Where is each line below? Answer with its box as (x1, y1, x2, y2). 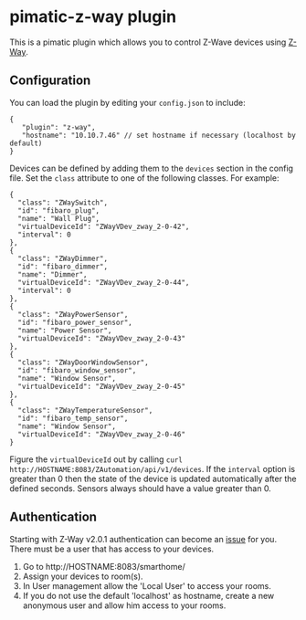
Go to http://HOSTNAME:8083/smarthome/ (22, 561, 185, 572)
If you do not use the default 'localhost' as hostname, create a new (22, 590, 275, 601)
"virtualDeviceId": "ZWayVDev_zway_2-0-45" (17, 382, 185, 391)
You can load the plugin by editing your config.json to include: (9, 97, 246, 108)
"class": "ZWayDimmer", (17, 254, 108, 263)
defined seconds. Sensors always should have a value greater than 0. (9, 482, 271, 494)
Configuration (9, 73, 91, 89)
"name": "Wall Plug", (17, 214, 100, 223)
